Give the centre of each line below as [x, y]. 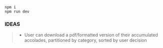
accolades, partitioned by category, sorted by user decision [86, 40]
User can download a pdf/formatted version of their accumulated [91, 35]
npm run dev [17, 11]
